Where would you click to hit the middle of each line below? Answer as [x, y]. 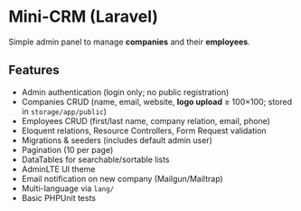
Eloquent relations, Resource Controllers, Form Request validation [144, 130]
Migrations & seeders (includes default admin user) [117, 140]
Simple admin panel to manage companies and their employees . [129, 42]
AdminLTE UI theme [58, 168]
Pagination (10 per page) [67, 149]
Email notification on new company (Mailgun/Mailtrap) [122, 178]
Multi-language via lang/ [68, 188]
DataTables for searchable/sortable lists [95, 159]
